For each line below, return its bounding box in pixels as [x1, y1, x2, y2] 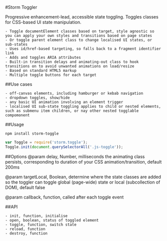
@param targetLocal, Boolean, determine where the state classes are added [5, 174, 162, 180]
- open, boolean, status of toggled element [5, 218, 99, 223]
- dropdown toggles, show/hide [5, 95, 70, 100]
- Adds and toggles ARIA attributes [5, 55, 81, 60]
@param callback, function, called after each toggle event [5, 194, 124, 200]
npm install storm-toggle [5, 131, 59, 136]
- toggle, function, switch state [5, 222, 77, 227]
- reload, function [5, 227, 46, 232]
